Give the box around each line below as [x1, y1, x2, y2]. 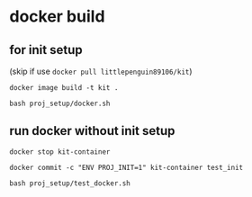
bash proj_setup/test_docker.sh [9, 178, 130, 188]
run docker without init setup [9, 123, 175, 139]
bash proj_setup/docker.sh [9, 99, 111, 108]
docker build [9, 6, 105, 27]
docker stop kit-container [9, 147, 111, 157]
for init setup [9, 42, 83, 58]
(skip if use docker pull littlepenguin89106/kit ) [9, 66, 193, 76]
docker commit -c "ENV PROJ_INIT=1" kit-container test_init [9, 163, 244, 172]
